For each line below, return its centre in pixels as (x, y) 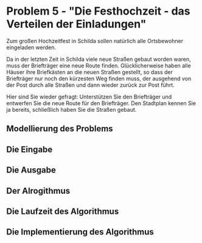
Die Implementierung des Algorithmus (80, 232)
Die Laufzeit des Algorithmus (63, 211)
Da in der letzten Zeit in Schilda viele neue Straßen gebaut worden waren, (99, 59)
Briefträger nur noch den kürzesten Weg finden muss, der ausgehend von (99, 78)
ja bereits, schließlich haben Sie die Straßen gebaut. (71, 109)
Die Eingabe (30, 149)
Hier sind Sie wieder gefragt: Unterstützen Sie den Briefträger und (89, 97)
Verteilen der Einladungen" (76, 24)
